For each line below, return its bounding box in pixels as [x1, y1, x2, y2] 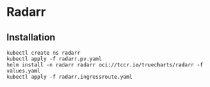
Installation [6, 32, 56, 43]
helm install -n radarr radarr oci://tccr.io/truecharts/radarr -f [6, 62, 204, 69]
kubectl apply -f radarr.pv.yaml [6, 55, 102, 62]
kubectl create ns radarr [6, 49, 80, 56]
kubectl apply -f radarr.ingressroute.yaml [6, 73, 133, 80]
